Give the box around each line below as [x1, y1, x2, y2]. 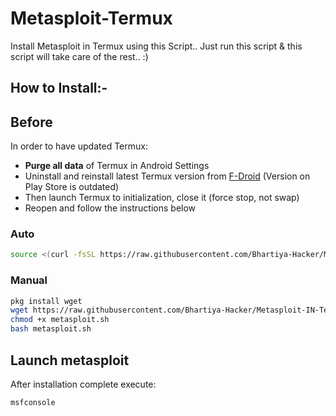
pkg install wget [10, 296, 83, 306]
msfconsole [10, 397, 56, 407]
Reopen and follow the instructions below [24, 202, 197, 214]
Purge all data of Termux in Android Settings [24, 160, 210, 172]
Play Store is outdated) [24, 181, 120, 193]
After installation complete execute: [10, 378, 157, 390]
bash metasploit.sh [10, 324, 92, 334]
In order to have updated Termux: [10, 140, 148, 152]
